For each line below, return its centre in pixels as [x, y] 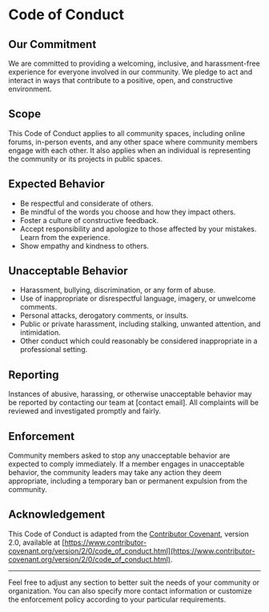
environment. [30, 89]
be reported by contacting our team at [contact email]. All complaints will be [133, 402]
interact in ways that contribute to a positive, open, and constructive [121, 80]
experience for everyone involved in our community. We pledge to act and [130, 72]
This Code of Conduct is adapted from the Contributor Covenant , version [129, 534]
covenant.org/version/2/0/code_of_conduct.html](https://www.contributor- [132, 550]
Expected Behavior [57, 184]
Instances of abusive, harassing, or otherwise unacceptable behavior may [130, 394]
